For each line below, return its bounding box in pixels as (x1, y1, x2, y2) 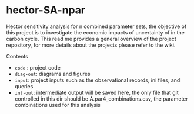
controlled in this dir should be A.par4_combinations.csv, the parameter (14, 95, 188, 102)
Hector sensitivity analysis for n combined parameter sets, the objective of (6, 23, 187, 30)
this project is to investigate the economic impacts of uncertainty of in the (6, 29, 185, 36)
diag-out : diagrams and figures (14, 70, 91, 77)
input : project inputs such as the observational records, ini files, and (14, 77, 180, 84)
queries (14, 82, 34, 89)
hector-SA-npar (6, 4, 86, 17)
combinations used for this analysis (14, 101, 101, 108)
